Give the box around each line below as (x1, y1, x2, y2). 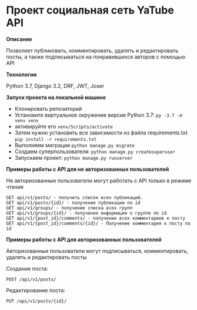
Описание (6, 35, 32, 42)
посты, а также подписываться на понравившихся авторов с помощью (6, 53, 186, 60)
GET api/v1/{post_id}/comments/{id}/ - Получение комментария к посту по (6, 220, 191, 226)
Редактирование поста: (6, 286, 66, 293)
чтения (6, 183, 24, 190)
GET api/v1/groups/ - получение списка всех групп (6, 205, 133, 211)
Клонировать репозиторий (14, 105, 82, 112)
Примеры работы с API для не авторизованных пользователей (6, 166, 169, 173)
